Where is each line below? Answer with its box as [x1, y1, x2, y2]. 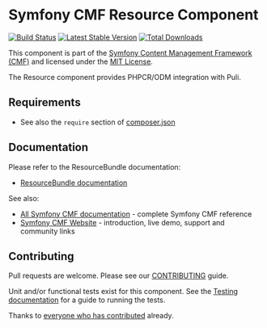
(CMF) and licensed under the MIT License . [8, 57, 154, 66]
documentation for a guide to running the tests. [8, 295, 166, 305]
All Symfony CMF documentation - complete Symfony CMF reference [19, 208, 252, 219]
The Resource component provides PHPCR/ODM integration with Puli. [8, 72, 241, 82]
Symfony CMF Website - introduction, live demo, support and [19, 217, 225, 227]
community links [19, 226, 75, 236]
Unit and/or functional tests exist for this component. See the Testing [8, 287, 239, 296]
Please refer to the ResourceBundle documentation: [8, 162, 181, 171]
